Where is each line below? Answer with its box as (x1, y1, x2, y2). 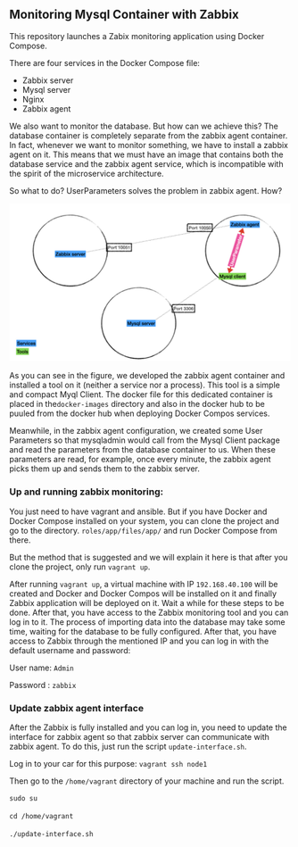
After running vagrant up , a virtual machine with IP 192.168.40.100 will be (9, 578, 278, 589)
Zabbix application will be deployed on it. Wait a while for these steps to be (9, 597, 285, 608)
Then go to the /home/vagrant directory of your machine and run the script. (9, 776, 285, 786)
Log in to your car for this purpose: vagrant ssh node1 (9, 758, 208, 768)
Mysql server (21, 84, 71, 95)
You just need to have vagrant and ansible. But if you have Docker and (9, 506, 268, 517)
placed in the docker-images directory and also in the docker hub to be (9, 399, 265, 410)
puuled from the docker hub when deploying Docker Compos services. (9, 408, 270, 419)
